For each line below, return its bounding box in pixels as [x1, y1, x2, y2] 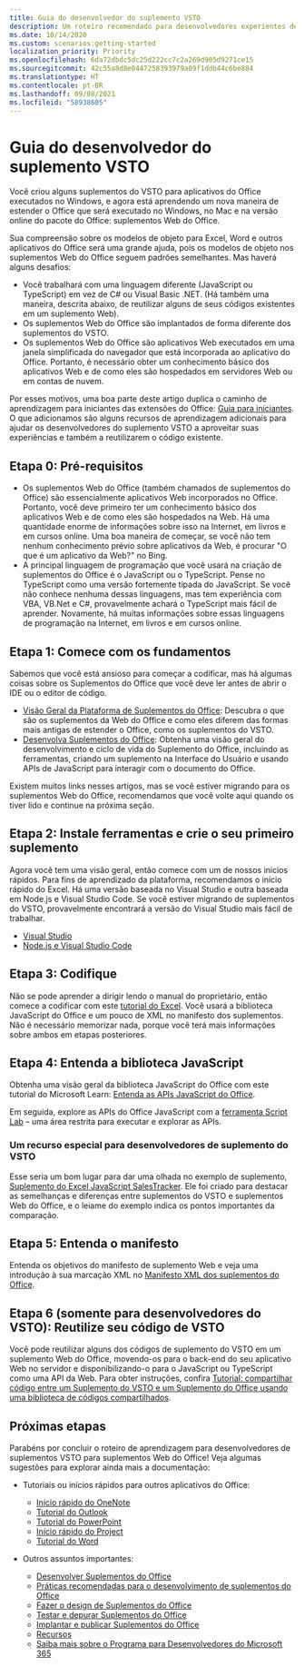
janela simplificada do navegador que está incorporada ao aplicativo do [22, 347, 290, 358]
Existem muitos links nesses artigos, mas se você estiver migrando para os [9, 780, 290, 791]
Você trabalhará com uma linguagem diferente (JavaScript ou [22, 279, 253, 291]
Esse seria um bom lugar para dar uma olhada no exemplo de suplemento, [9, 1171, 288, 1182]
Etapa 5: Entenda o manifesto [9, 1236, 180, 1252]
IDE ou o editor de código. [9, 687, 107, 698]
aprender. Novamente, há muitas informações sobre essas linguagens [22, 608, 285, 619]
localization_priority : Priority [9, 47, 136, 56]
